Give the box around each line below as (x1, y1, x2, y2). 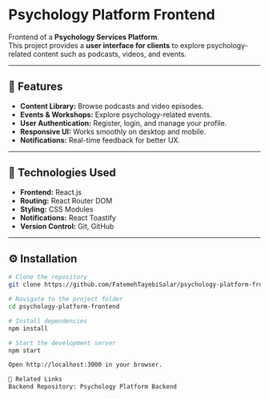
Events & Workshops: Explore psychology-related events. (19, 110, 212, 119)
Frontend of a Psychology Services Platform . (8, 32, 160, 42)
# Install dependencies (8, 316, 88, 325)
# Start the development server (8, 339, 116, 347)
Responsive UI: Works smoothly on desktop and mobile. (19, 127, 207, 136)
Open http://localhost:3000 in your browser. (8, 361, 163, 369)
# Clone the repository (8, 273, 88, 281)
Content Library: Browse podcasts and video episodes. (19, 101, 204, 111)
